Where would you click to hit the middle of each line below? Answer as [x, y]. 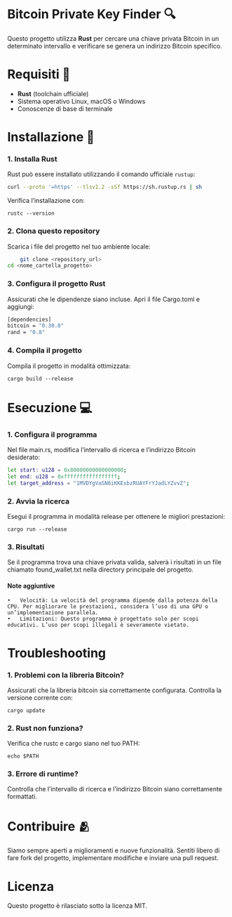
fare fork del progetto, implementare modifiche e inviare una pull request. [113, 858]
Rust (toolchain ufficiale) [53, 93]
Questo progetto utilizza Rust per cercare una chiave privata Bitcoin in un [113, 38]
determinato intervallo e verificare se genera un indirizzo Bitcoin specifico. [115, 46]
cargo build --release [40, 378]
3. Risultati [26, 547]
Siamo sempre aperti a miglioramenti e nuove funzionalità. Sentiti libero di [114, 850]
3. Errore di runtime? [43, 774]
